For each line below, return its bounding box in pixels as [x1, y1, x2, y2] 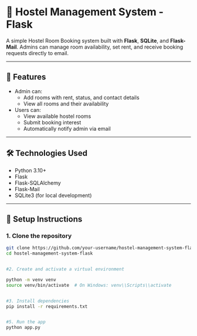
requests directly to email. [6, 49, 69, 56]
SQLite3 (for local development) [14, 192, 92, 199]
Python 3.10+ [14, 167, 47, 174]
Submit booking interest [23, 118, 81, 125]
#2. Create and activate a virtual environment [6, 266, 125, 272]
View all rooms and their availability [23, 100, 109, 107]
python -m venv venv [6, 277, 57, 283]
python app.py [6, 325, 41, 331]
